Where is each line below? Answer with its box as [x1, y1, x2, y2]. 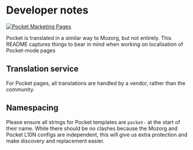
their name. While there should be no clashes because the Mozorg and [6, 125, 178, 132]
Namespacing [6, 103, 59, 113]
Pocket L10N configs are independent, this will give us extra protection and [6, 131, 188, 138]
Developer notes [6, 4, 89, 17]
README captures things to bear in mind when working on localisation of [6, 41, 184, 48]
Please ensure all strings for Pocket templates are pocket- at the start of [6, 118, 181, 125]
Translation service [6, 64, 79, 74]
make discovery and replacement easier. [6, 137, 105, 144]
